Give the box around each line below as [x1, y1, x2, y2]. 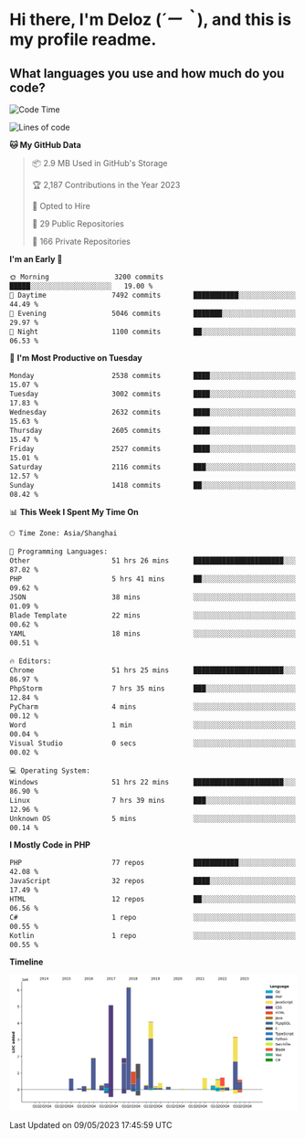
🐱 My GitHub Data [9, 140, 82, 150]
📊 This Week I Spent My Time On [9, 507, 139, 517]
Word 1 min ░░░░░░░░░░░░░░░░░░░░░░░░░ [9, 721, 297, 730]
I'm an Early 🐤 [9, 254, 63, 264]
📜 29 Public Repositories [31, 218, 125, 229]
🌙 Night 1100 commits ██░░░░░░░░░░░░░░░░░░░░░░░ [9, 327, 297, 336]
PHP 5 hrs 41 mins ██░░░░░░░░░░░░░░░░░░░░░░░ [9, 575, 297, 584]
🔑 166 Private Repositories [31, 236, 131, 247]
